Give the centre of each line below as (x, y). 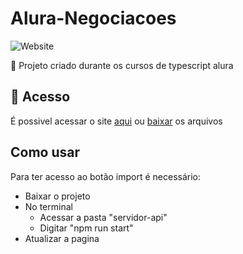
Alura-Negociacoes (93, 18)
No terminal (48, 206)
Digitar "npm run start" (86, 228)
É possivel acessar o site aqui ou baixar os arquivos (116, 121)
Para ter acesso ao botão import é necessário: (106, 176)
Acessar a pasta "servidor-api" (103, 217)
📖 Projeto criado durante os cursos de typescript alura (122, 65)
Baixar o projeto (57, 196)
